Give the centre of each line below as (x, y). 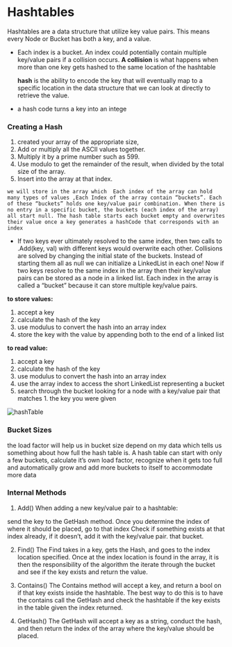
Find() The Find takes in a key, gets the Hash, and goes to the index (114, 550)
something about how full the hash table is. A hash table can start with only (115, 452)
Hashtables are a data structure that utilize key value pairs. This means (109, 31)
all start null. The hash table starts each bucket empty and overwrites (116, 216)
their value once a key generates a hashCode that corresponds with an (113, 222)
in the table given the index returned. (70, 607)
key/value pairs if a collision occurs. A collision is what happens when (118, 59)
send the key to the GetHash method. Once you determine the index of (108, 521)
